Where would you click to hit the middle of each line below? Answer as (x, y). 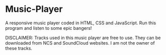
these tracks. (19, 48)
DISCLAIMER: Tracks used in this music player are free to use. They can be (83, 38)
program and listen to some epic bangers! (49, 28)
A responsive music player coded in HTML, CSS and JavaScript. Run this (81, 23)
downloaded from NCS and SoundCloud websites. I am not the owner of (80, 43)
